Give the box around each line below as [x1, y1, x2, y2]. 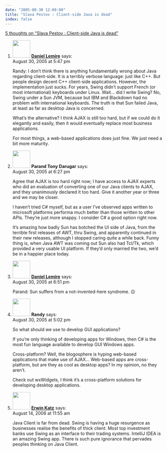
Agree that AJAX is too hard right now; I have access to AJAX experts [12, 178, 156, 184]
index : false [5, 16, 32, 21]
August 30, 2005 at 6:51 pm [12, 279, 70, 285]
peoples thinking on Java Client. [12, 441, 79, 447]
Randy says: [31, 311, 57, 317]
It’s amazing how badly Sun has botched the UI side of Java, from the [12, 224, 156, 230]
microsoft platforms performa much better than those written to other [12, 209, 155, 215]
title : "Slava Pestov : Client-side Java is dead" [5, 12, 113, 17]
